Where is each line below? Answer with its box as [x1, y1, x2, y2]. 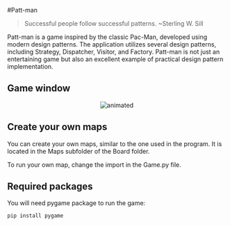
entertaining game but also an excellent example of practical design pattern [7, 55, 224, 63]
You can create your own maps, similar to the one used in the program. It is [7, 139, 222, 148]
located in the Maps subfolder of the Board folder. [7, 147, 150, 155]
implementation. [7, 63, 54, 70]
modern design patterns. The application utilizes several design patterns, [7, 40, 217, 48]
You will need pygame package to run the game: [7, 199, 146, 207]
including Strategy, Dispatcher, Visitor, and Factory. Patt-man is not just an [7, 48, 220, 56]
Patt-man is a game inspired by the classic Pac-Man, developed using [7, 33, 208, 41]
